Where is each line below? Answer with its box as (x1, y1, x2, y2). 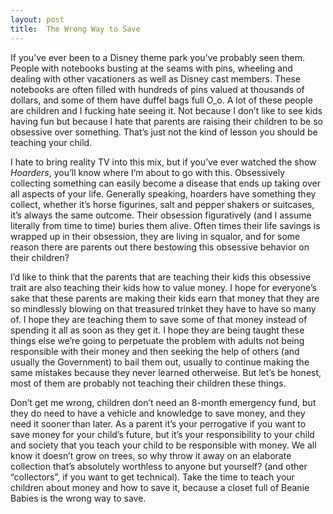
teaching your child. (10, 136, 93, 148)
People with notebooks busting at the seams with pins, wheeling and (10, 62, 293, 74)
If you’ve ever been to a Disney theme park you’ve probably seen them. (10, 51, 305, 63)
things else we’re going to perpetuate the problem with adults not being (10, 334, 305, 346)
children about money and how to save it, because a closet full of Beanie (10, 481, 310, 493)
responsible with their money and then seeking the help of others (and (10, 345, 300, 357)
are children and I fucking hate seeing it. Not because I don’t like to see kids (10, 104, 323, 116)
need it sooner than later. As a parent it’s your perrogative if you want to (10, 417, 307, 430)
